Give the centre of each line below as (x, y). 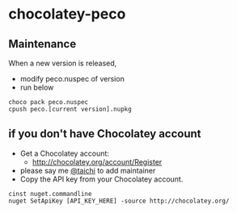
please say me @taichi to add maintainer (88, 170)
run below (37, 87)
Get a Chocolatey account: (64, 153)
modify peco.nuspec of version (72, 79)
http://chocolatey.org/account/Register (97, 161)
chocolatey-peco (67, 14)
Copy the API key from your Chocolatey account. (102, 179)
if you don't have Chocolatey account (105, 134)
